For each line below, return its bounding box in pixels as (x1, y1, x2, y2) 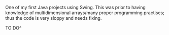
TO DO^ (5, 25, 22, 31)
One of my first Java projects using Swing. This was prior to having (5, 5, 146, 10)
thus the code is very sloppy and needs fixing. (5, 15, 102, 21)
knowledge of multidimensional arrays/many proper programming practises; (5, 10, 165, 16)
